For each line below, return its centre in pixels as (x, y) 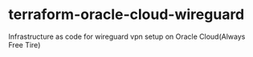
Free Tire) (24, 44)
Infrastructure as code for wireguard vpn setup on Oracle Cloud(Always (127, 36)
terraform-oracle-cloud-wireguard (126, 15)
